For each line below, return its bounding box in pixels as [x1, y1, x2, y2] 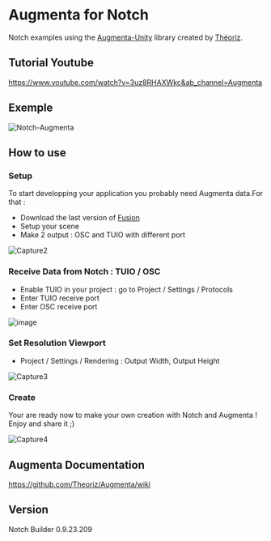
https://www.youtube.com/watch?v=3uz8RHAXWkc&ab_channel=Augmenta [8, 77, 263, 87]
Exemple [8, 101, 53, 115]
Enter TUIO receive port [19, 293, 100, 303]
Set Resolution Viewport [8, 338, 107, 349]
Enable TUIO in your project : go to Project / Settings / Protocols [19, 284, 233, 294]
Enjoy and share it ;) [8, 419, 75, 428]
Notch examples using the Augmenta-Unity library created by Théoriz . [8, 32, 243, 42]
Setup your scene [19, 221, 79, 232]
